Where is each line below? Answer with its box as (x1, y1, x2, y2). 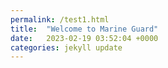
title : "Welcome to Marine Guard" (10, 24, 159, 34)
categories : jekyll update (10, 42, 123, 53)
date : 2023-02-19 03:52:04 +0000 (10, 33, 159, 43)
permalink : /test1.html (10, 14, 110, 25)
